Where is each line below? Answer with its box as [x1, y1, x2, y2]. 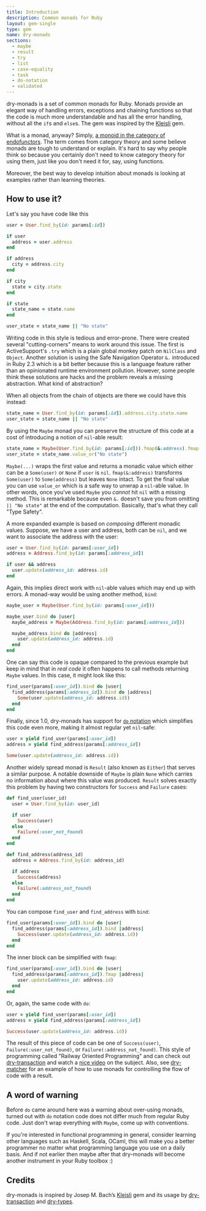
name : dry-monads [6, 32, 51, 38]
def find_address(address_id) [6, 852, 84, 858]
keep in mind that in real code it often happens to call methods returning [6, 665, 189, 672]
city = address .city [12, 262, 64, 268]
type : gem [6, 26, 32, 33]
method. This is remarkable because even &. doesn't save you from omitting [6, 495, 199, 502]
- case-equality [12, 66, 53, 72]
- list [12, 60, 29, 66]
